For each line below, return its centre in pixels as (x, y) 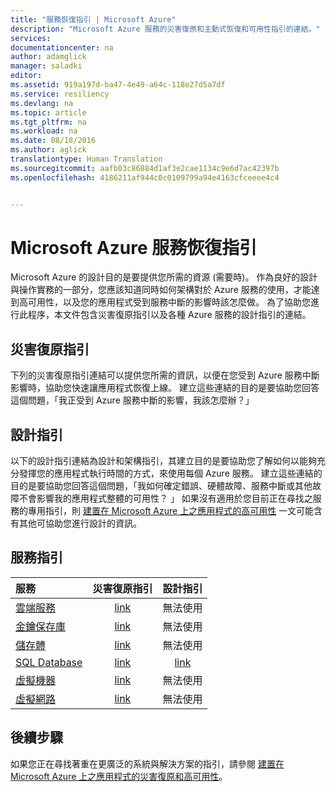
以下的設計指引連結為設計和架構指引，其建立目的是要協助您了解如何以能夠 (163, 461)
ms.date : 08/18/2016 (53, 141)
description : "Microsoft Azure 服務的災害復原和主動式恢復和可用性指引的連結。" (165, 29)
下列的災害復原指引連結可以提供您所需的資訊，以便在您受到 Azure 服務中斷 (165, 375)
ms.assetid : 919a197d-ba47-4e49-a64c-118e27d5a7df (118, 85)
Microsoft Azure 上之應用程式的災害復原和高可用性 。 (119, 776)
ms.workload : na (44, 131)
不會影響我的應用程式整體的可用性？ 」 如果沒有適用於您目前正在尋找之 (165, 498)
